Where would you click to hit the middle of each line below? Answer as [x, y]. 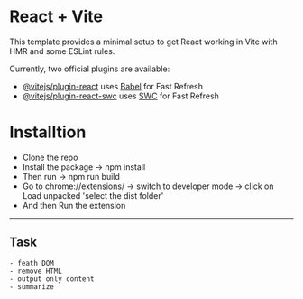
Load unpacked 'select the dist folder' [93, 195]
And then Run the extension [74, 205]
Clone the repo [50, 157]
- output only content [52, 279]
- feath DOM [32, 263]
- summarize [32, 286]
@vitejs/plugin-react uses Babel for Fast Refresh [113, 86]
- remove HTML [36, 271]
